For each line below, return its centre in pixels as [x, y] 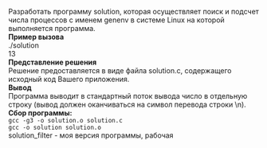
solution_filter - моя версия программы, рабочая [91, 135]
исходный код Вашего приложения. [69, 79]
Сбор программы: [40, 113]
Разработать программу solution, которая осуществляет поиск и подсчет [133, 12]
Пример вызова [36, 37]
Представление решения [53, 62]
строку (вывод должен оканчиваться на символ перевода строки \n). [128, 104]
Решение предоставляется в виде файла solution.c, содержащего [120, 70]
